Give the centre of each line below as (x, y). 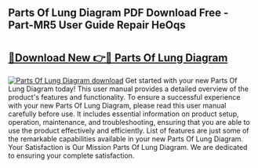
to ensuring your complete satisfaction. (71, 155)
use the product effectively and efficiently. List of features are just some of (129, 130)
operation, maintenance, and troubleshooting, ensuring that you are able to (129, 122)
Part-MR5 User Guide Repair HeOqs (97, 26)
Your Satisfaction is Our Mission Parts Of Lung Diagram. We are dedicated (128, 147)
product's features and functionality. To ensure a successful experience (124, 97)
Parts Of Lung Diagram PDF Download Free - (118, 13)
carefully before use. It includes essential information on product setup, (124, 114)
